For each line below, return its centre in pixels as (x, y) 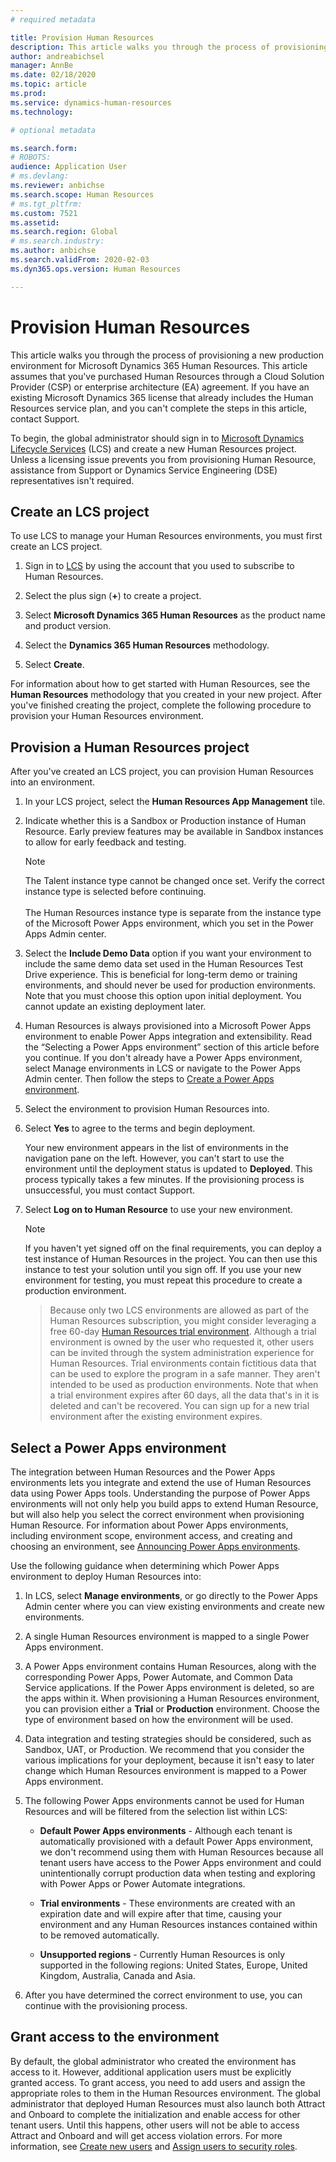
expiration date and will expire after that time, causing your (160, 1914)
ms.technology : (42, 112)
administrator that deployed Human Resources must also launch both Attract (168, 2103)
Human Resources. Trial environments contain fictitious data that (183, 1363)
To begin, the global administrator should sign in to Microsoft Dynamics (157, 438)
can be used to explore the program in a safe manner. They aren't (185, 1374)
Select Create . (54, 665)
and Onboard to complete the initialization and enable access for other (155, 2114)
